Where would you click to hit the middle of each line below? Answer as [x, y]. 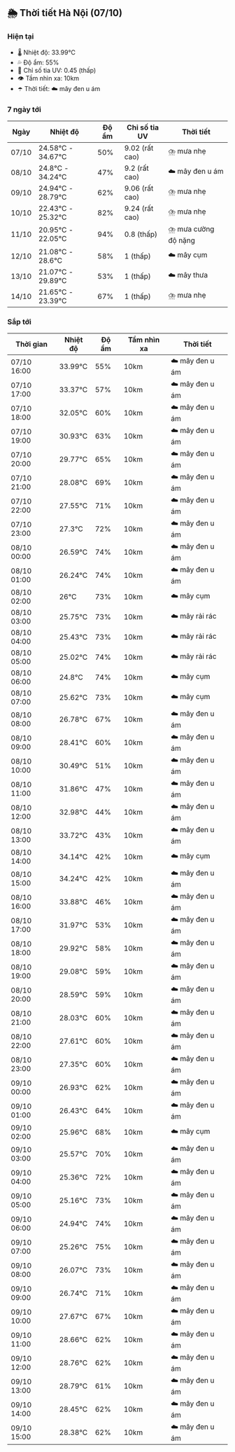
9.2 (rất [136, 168]
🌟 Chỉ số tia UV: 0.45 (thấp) [57, 70]
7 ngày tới [24, 109]
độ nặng [181, 240]
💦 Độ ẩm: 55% [38, 62]
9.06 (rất [139, 188]
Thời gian [31, 345]
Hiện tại [21, 36]
